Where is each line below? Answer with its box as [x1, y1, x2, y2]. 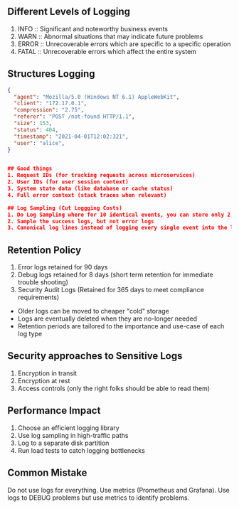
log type [17, 330, 43, 338]
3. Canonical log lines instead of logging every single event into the [7, 224, 228, 232]
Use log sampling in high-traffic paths [17, 431, 129, 439]
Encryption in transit [17, 369, 77, 377]
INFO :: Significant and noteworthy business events [17, 24, 169, 33]
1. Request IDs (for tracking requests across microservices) [7, 172, 196, 179]
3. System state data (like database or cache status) [7, 185, 174, 192]
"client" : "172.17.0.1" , [14, 100, 87, 107]
